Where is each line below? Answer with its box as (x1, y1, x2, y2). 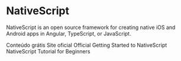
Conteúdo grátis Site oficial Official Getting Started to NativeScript (6, 41, 167, 49)
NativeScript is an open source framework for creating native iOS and (6, 24, 176, 31)
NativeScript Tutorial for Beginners (6, 47, 90, 54)
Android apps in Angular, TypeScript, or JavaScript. (6, 30, 131, 37)
